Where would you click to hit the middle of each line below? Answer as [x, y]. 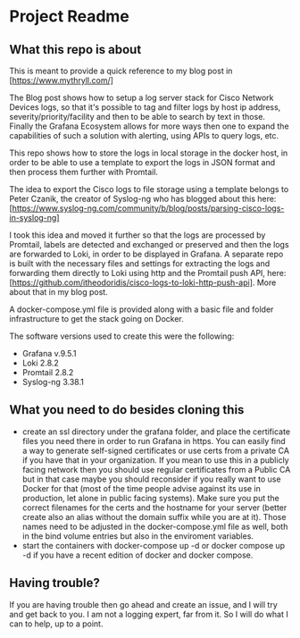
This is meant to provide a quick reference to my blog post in [121, 71]
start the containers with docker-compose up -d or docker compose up [154, 545]
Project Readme [69, 17]
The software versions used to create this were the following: [122, 336]
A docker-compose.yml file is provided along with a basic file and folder [142, 309]
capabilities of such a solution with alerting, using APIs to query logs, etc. [144, 135]
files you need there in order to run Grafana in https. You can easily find [154, 441]
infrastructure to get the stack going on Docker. [97, 319]
